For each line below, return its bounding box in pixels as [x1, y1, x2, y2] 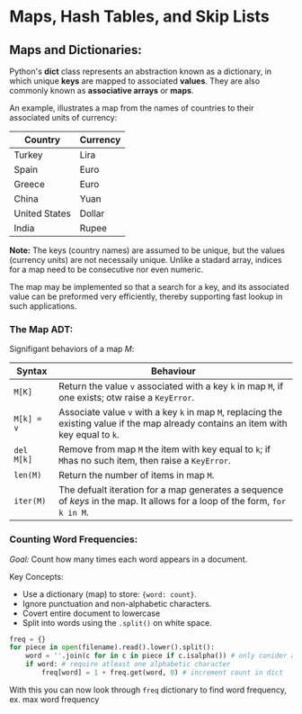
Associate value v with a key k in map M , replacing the [58, 406, 283, 419]
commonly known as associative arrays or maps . [9, 86, 194, 95]
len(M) [13, 470, 42, 481]
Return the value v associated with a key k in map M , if [58, 380, 284, 393]
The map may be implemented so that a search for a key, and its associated [9, 282, 289, 292]
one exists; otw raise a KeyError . [58, 392, 195, 404]
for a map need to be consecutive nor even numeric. [9, 264, 204, 275]
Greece [13, 178, 45, 190]
